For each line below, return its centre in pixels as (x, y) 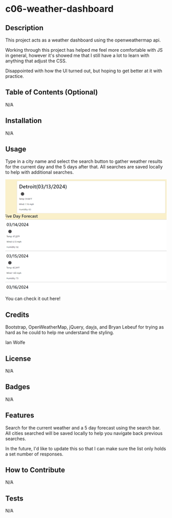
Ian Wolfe (15, 342)
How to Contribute (35, 470)
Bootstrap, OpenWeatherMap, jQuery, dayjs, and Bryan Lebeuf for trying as (85, 327)
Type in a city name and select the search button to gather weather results (84, 161)
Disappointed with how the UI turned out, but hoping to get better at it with (84, 71)
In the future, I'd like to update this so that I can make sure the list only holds (86, 448)
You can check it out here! (33, 299)
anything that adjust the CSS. (36, 61)
